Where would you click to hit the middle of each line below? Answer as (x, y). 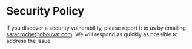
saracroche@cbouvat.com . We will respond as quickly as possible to (92, 34)
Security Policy (45, 11)
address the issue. (29, 41)
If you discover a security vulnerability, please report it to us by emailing (96, 28)
